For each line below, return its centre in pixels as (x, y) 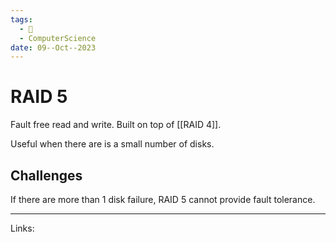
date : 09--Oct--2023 (53, 47)
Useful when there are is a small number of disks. (112, 144)
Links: (22, 228)
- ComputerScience (58, 38)
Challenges (46, 175)
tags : (21, 19)
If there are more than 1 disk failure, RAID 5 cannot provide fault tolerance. (163, 199)
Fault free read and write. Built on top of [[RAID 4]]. (116, 125)
